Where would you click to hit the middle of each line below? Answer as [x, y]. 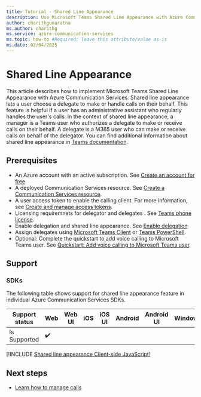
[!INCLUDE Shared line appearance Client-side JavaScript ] [79, 354]
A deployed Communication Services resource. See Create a [90, 187]
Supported [24, 340]
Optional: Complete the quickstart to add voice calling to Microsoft [97, 238]
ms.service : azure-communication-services [60, 34]
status [24, 322]
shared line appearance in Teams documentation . [67, 141]
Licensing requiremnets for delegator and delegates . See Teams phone [103, 213]
